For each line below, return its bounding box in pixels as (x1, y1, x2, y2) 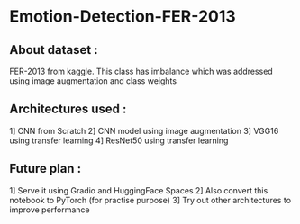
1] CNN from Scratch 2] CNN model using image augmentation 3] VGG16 (9, 125, 279, 136)
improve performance (9, 204, 90, 215)
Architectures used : (9, 102, 127, 117)
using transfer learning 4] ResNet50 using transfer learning (9, 135, 229, 146)
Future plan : (9, 161, 82, 176)
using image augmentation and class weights (9, 76, 177, 86)
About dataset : (9, 42, 98, 58)
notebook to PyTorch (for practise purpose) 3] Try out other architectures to (9, 194, 291, 205)
